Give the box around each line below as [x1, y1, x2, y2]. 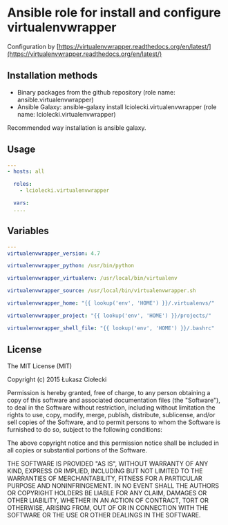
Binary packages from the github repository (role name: [17, 88, 176, 96]
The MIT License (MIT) [7, 362, 73, 370]
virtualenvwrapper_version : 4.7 [7, 250, 100, 257]
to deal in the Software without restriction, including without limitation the [7, 403, 216, 412]
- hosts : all [7, 168, 45, 175]
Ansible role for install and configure [7, 5, 221, 21]
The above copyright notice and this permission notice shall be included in [7, 439, 219, 447]
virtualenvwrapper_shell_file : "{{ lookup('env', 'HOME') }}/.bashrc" [7, 325, 215, 332]
